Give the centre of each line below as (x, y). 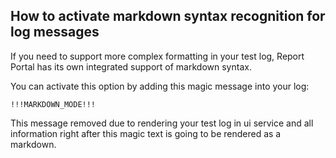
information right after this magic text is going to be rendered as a (146, 133)
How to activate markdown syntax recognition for (168, 16)
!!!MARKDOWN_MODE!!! (53, 104)
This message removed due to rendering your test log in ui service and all (162, 123)
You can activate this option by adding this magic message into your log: (160, 86)
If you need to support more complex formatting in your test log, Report (157, 56)
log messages (55, 32)
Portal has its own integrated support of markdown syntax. (131, 66)
